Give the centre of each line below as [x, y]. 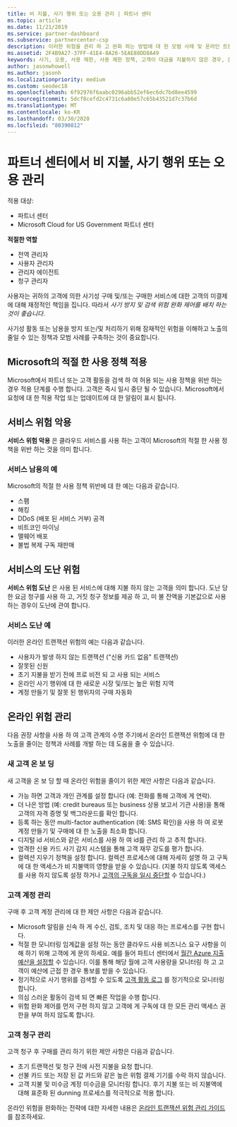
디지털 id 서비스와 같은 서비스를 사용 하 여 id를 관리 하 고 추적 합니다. [112, 839]
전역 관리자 [33, 255]
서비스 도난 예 [29, 626]
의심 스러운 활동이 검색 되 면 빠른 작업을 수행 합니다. [89, 997]
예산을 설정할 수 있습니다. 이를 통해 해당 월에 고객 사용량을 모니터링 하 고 [117, 962]
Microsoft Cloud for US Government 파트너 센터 [86, 225]
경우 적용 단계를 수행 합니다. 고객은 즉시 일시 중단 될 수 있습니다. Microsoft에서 [116, 389]
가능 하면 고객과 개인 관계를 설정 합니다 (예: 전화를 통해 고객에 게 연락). [114, 796]
